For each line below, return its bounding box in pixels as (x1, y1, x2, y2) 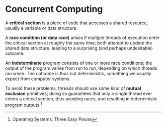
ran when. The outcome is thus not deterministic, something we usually (5, 70, 152, 76)
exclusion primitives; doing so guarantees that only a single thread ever (5, 90, 153, 96)
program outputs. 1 (5, 101, 42, 108)
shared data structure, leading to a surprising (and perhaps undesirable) (5, 45, 153, 51)
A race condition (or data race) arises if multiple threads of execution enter (5, 35, 160, 41)
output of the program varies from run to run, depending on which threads (5, 65, 158, 71)
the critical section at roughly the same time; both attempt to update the (5, 40, 153, 45)
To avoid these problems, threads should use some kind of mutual (5, 85, 141, 91)
